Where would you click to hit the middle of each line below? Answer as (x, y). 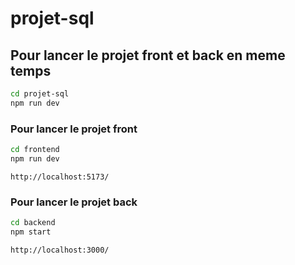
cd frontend (35, 150)
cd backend (33, 223)
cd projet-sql (40, 94)
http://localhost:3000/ (60, 250)
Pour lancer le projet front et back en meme (148, 55)
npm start (31, 232)
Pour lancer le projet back (74, 202)
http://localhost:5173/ (60, 177)
